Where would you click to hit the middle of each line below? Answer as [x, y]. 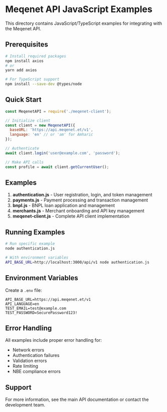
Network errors [28, 350]
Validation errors [30, 361]
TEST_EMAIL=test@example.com [36, 308]
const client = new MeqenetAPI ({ [40, 125]
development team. [25, 405]
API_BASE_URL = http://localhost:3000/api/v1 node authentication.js [77, 262]
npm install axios [24, 61]
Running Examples [35, 232]
